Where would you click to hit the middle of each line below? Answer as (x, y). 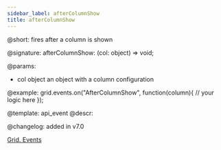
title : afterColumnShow (41, 20)
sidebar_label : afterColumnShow (53, 13)
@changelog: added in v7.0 (46, 126)
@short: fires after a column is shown (60, 39)
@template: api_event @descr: (50, 113)
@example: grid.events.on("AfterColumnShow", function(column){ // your (110, 92)
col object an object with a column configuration (85, 79)
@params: (22, 66)
